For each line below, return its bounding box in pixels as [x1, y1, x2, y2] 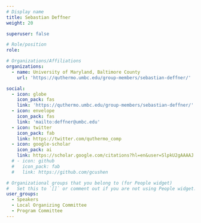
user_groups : [6, 191, 39, 197]
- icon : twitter [11, 124, 52, 131]
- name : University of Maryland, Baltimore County [11, 69, 141, 75]
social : [6, 85, 26, 92]
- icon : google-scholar [11, 141, 71, 147]
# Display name [6, 8, 44, 15]
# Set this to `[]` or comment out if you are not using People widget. [6, 185, 197, 192]
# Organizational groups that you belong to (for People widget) [6, 180, 172, 186]
